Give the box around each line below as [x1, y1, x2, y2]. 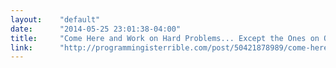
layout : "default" [10, 14, 101, 25]
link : [10, 42, 33, 53]
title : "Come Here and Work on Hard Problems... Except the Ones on [10, 33, 320, 43]
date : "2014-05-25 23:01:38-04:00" [10, 24, 182, 34]
